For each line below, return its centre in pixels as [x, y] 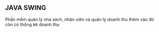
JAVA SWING [26, 8]
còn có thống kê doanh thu [32, 24]
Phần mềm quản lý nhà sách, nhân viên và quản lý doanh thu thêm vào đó [79, 19]
